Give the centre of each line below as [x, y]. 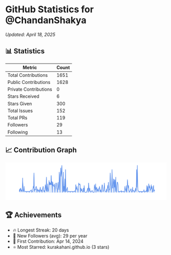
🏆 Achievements [34, 215]
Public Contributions [29, 82]
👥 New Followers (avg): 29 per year [50, 236]
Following [18, 132]
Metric [30, 68]
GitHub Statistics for [49, 9]
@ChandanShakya [46, 20]
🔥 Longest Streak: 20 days [41, 230]
